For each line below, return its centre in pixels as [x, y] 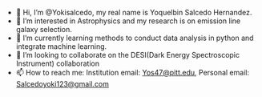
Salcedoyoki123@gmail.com [62, 84]
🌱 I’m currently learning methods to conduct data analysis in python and [135, 38]
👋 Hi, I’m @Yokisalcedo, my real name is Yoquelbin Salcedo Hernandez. [134, 12]
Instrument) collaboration [58, 63]
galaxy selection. [44, 29]
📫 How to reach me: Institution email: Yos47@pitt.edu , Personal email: [133, 73]
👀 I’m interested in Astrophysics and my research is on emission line [128, 21]
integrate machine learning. [61, 46]
